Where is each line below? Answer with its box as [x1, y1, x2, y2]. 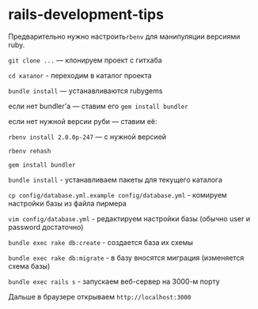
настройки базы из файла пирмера [8, 198, 127, 208]
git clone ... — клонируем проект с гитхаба [8, 55, 162, 65]
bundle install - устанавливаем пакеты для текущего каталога [8, 175, 223, 184]
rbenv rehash [8, 147, 51, 155]
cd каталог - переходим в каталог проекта [8, 70, 152, 80]
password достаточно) [8, 222, 84, 232]
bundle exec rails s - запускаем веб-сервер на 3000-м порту [8, 277, 220, 286]
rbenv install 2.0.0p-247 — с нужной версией [8, 132, 167, 141]
